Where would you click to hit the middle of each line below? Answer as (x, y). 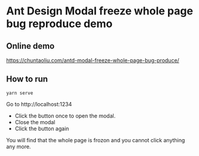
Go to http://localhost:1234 (39, 104)
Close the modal (35, 122)
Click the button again (42, 128)
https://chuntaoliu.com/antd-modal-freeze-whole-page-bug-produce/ (93, 60)
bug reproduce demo (59, 24)
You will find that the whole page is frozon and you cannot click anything (96, 140)
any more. (19, 146)
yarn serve (20, 93)
